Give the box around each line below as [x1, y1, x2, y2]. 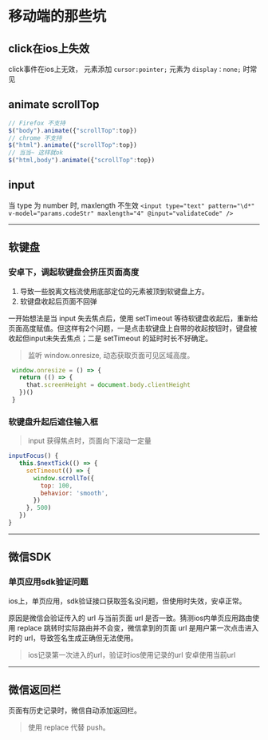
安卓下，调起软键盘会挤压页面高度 [8, 267, 140, 278]
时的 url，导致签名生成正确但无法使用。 [8, 633, 138, 643]
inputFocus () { [8, 452, 59, 460]
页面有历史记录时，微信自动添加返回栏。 [8, 706, 141, 715]
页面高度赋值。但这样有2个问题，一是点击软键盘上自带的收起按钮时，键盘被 [8, 323, 258, 332]
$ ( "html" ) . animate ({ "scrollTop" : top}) [8, 141, 137, 149]
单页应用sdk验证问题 [8, 576, 89, 587]
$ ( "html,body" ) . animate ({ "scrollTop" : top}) [8, 157, 156, 165]
